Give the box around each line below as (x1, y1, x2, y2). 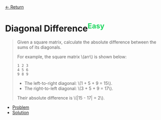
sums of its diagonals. (17, 44, 62, 50)
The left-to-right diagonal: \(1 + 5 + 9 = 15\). (24, 80, 113, 86)
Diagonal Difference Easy (5, 21, 105, 34)
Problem (12, 104, 29, 110)
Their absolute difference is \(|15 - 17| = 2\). (17, 95, 105, 101)
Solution (12, 110, 29, 116)
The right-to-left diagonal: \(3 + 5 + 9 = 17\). (24, 85, 114, 92)
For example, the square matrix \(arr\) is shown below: (17, 54, 127, 60)
